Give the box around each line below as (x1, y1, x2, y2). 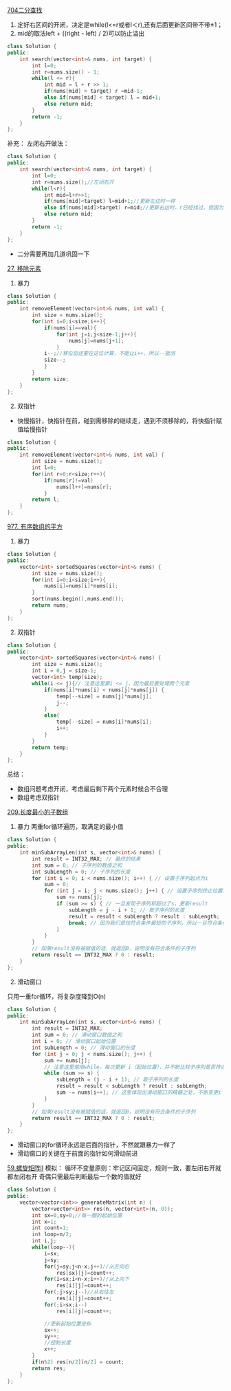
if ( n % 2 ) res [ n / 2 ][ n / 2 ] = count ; (32, 1358, 125, 1366)
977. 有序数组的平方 (7, 522, 63, 530)
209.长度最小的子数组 (7, 808, 69, 817)
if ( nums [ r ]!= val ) (43, 477, 94, 484)
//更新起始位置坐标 (43, 1320, 91, 1327)
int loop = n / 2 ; (32, 1231, 72, 1238)
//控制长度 (43, 1339, 71, 1346)
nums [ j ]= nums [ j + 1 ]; (68, 337, 125, 344)
